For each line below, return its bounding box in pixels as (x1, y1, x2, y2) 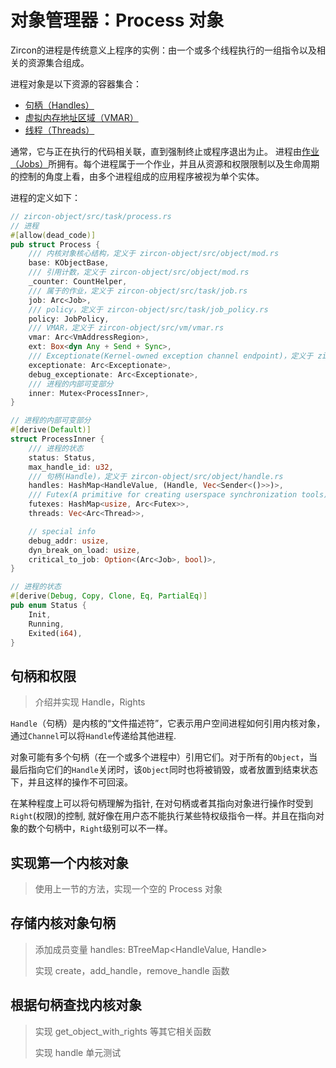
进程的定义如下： (10, 191, 81, 203)
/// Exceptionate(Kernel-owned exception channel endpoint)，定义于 (28, 351, 314, 361)
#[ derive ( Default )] (10, 425, 92, 435)
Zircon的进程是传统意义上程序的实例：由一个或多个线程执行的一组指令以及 (10, 44, 317, 56)
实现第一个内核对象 (10, 854, 129, 871)
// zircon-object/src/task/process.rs (10, 211, 172, 221)
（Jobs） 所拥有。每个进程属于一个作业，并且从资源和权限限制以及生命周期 (10, 157, 320, 170)
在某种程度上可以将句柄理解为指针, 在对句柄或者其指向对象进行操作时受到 (10, 797, 313, 810)
